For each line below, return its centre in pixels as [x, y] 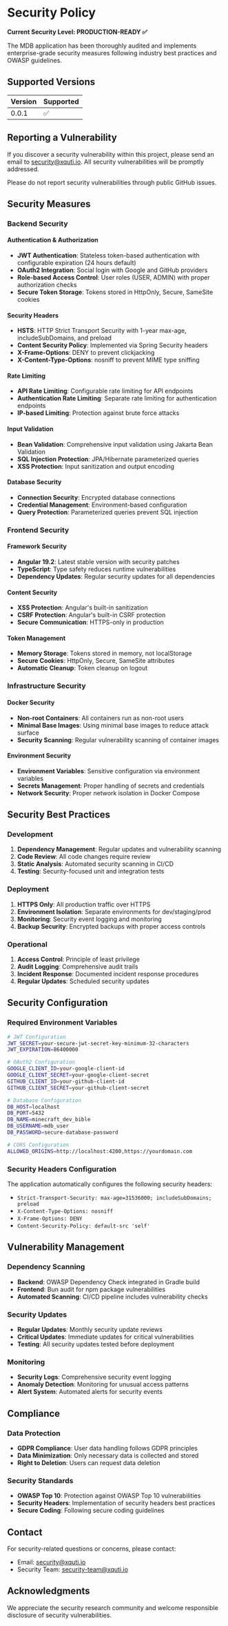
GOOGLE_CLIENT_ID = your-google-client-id [66, 1069]
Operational [28, 944]
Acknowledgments [49, 1591]
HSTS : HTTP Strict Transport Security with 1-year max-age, [102, 331]
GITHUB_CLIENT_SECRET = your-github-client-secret [78, 1088]
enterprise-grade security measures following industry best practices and [112, 52]
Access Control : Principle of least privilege [78, 959]
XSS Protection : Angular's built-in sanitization [82, 608]
